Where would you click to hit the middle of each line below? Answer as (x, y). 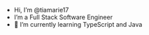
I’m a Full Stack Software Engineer (63, 17)
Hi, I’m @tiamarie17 (41, 10)
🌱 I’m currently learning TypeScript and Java (78, 24)
